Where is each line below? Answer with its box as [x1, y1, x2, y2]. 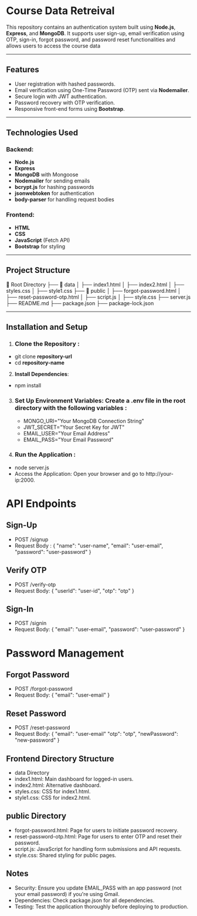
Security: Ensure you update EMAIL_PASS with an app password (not [14, 884, 182, 891]
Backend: [6, 146, 34, 154]
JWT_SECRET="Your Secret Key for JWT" [23, 424, 125, 431]
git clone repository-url [14, 353, 72, 360]
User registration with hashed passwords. [14, 80, 116, 87]
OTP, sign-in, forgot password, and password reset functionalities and [6, 36, 176, 43]
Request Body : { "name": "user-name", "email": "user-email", [14, 542, 163, 549]
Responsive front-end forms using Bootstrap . [14, 105, 125, 112]
